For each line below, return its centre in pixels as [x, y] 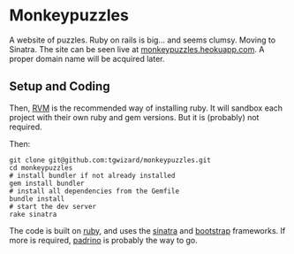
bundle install [37, 199]
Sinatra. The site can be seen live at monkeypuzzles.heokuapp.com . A [137, 49]
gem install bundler [47, 183]
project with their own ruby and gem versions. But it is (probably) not [134, 117]
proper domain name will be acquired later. [87, 58]
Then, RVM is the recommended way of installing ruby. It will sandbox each [146, 108]
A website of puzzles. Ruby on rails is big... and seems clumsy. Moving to [143, 40]
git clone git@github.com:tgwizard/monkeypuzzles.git [110, 160]
